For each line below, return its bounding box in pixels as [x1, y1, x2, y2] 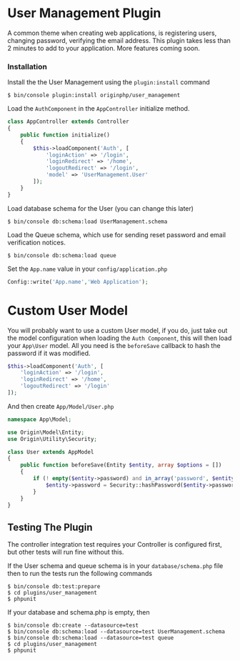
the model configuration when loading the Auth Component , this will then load [7, 334, 232, 342]
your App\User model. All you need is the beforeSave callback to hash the [7, 341, 221, 349]
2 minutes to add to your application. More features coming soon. [7, 44, 200, 52]
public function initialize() [20, 131, 111, 139]
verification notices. [7, 238, 66, 247]
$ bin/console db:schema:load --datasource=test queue [7, 635, 174, 642]
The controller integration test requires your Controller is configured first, [7, 540, 223, 549]
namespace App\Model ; [7, 416, 72, 423]
